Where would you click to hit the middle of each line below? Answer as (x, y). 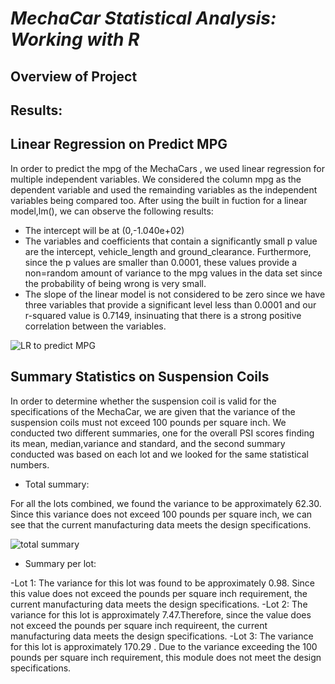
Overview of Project (74, 76)
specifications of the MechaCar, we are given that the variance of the (153, 411)
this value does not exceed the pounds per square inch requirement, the (159, 593)
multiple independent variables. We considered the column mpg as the (156, 179)
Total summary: (57, 484)
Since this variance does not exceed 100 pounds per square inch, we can (161, 514)
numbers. (30, 464)
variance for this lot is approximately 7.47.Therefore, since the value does (161, 614)
